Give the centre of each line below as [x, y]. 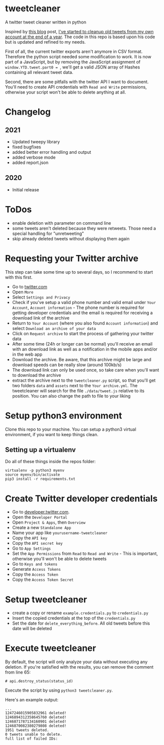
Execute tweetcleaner [51, 648]
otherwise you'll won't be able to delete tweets [59, 559]
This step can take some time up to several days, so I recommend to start [79, 272]
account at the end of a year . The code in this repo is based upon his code [80, 37]
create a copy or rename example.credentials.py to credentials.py [80, 613]
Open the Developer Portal [40, 517]
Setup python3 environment [64, 415]
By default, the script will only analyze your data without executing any [76, 662]
